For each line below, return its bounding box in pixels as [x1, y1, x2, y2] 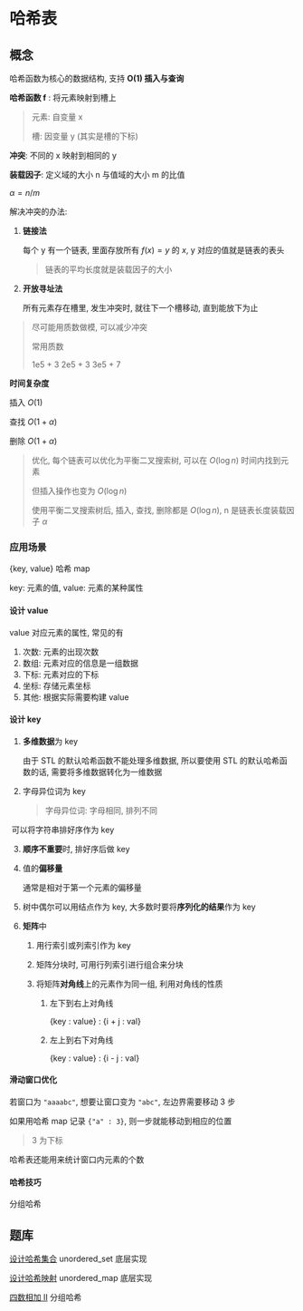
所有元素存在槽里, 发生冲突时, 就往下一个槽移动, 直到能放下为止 [22, 303, 259, 313]
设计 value [9, 605, 49, 616]
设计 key [9, 714, 42, 725]
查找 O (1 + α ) [9, 416, 58, 427]
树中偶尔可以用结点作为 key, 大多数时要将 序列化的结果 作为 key [22, 901, 256, 912]
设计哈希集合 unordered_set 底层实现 [9, 1253, 147, 1264]
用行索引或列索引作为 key [35, 939, 131, 950]
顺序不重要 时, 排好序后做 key [22, 843, 130, 854]
